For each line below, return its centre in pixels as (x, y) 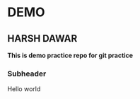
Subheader (27, 74)
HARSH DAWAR (42, 39)
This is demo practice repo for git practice (70, 55)
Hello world (24, 89)
